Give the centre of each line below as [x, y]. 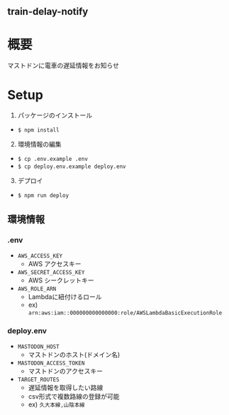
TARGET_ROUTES [38, 380]
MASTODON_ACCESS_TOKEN [51, 363]
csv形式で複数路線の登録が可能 [74, 396]
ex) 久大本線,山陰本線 [56, 404]
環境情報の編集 [39, 145]
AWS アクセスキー [55, 263]
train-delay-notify [48, 12]
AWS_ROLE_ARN [37, 289]
